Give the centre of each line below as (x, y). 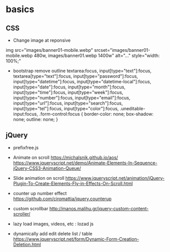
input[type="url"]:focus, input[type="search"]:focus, (68, 103)
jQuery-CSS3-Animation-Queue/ (47, 168)
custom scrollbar (31, 208)
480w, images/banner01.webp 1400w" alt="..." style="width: (97, 55)
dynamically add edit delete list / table (53, 233)
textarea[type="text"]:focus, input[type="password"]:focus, (75, 76)
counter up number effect (40, 193)
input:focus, (26, 114)
